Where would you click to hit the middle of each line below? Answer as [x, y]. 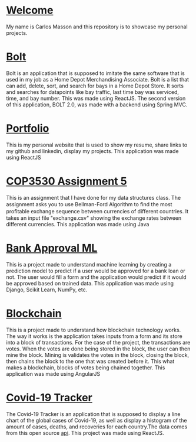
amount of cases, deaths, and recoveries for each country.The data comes [97, 427]
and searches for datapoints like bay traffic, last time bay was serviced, [93, 92]
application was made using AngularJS [53, 373]
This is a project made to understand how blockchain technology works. [94, 330]
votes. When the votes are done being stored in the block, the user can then [98, 349]
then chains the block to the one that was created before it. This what [90, 361]
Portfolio [28, 129]
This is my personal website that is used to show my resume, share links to [97, 145]
